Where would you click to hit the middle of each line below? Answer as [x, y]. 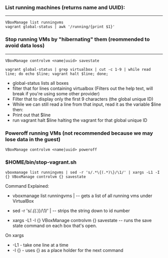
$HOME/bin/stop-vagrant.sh [41, 162]
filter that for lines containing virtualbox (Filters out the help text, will [83, 88]
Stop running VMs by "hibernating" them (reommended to [77, 39]
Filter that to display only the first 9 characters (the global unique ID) [83, 99]
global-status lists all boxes [40, 83]
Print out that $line [31, 115]
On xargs [14, 236]
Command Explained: [27, 186]
